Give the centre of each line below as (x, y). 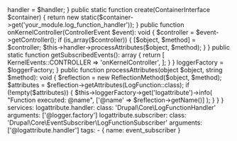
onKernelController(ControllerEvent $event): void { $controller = (101, 32)
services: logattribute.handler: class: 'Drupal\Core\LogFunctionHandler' (112, 107)
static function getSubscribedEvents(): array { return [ (86, 55)
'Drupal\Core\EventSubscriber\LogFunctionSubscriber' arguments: (105, 123)
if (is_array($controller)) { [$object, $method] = (127, 40)
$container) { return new (43, 17)
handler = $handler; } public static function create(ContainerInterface (109, 10)
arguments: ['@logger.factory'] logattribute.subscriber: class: (97, 115)
